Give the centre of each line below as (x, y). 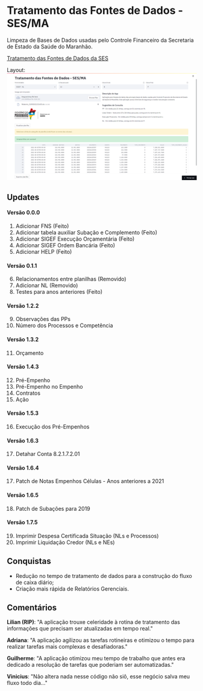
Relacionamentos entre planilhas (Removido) (71, 279)
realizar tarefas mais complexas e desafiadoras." (67, 647)
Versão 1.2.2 (23, 305)
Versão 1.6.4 (23, 468)
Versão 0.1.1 (22, 265)
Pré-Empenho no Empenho (49, 386)
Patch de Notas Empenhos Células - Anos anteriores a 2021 (90, 481)
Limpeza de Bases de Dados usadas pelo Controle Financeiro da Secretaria (101, 40)
